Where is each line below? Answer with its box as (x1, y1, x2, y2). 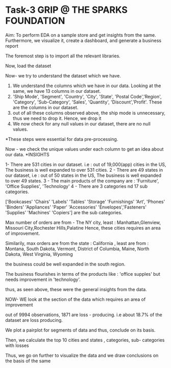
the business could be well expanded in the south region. (5, 261, 126, 267)
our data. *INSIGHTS (5, 151, 50, 157)
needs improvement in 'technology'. (5, 276, 81, 282)
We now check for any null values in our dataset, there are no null (12, 120, 151, 127)
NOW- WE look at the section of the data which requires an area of (5, 296, 146, 302)
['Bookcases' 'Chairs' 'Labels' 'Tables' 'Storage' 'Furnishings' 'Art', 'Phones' (5, 198, 165, 205)
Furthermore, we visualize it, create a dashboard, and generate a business (5, 37, 162, 44)
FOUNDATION (5, 15, 65, 27)
